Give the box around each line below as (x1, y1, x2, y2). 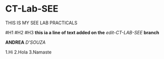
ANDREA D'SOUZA (5, 39, 46, 45)
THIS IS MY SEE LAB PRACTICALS (5, 20, 77, 26)
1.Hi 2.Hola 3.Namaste (5, 49, 52, 55)
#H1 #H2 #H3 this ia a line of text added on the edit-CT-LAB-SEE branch (5, 29, 159, 35)
